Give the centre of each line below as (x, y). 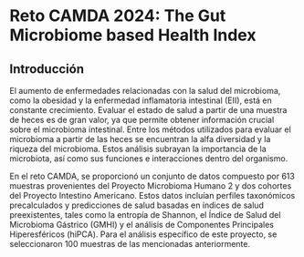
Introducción (47, 69)
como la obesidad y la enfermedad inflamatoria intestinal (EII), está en (141, 100)
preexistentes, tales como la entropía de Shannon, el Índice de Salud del (145, 215)
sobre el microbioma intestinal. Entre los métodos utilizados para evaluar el (151, 129)
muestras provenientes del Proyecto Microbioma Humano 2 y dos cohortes (151, 186)
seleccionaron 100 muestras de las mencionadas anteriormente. (130, 244)
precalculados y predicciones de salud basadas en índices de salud (137, 205)
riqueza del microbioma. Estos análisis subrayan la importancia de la (138, 149)
